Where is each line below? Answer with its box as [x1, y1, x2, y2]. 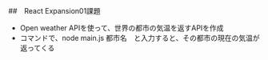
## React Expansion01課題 [8, 6, 102, 15]
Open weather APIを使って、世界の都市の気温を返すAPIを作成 [19, 23, 224, 33]
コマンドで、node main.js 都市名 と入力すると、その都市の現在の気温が [19, 34, 260, 42]
